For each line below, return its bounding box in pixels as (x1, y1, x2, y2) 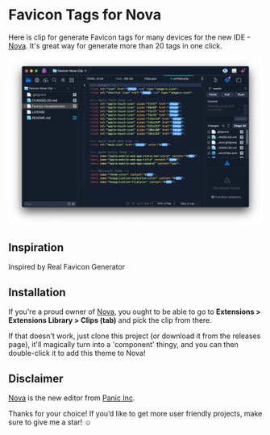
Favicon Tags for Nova (8, 6, 162, 24)
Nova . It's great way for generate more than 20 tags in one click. (8, 40, 223, 50)
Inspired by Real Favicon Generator (8, 262, 126, 272)
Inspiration (8, 241, 64, 255)
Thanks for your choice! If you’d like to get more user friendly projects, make (8, 409, 263, 419)
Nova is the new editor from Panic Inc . (8, 393, 135, 403)
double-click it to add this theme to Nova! (8, 349, 146, 358)
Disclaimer (8, 371, 64, 385)
